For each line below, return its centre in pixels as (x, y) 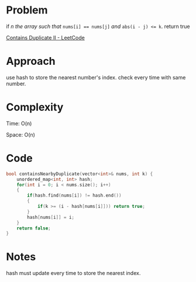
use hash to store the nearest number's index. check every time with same (96, 77)
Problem (27, 10)
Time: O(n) (19, 123)
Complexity (35, 107)
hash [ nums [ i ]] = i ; (51, 217)
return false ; (34, 228)
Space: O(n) (20, 134)
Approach (31, 61)
